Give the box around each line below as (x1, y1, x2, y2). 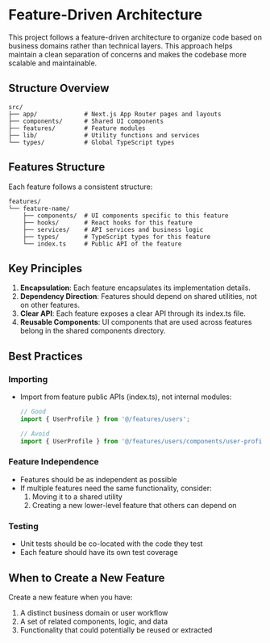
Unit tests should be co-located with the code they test (19, 539, 203, 548)
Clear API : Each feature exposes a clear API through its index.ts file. (19, 309, 246, 318)
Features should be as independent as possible (19, 474, 177, 484)
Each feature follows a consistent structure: (8, 182, 153, 191)
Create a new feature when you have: (8, 592, 133, 602)
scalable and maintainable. (8, 58, 98, 68)
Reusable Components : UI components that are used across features (19, 317, 252, 327)
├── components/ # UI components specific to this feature (23, 212, 229, 220)
